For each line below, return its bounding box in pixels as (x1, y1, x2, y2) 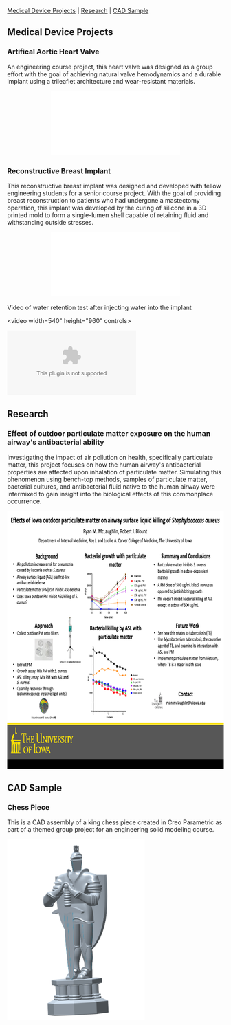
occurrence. (7, 497, 42, 505)
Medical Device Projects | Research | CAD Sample (7, 7, 149, 14)
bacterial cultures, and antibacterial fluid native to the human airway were (7, 482, 215, 491)
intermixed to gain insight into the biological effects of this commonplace (7, 489, 214, 498)
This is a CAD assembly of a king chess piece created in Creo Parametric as (7, 818, 223, 826)
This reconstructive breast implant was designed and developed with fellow (7, 181, 221, 190)
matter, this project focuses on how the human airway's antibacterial (7, 461, 201, 469)
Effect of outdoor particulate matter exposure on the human (7, 429, 211, 439)
